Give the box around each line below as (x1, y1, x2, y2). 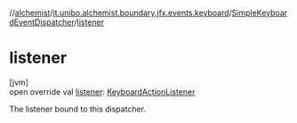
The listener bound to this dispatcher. (9, 104, 147, 114)
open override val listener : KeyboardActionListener (9, 86, 196, 96)
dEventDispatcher (9, 17, 75, 27)
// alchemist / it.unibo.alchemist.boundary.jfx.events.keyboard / (9, 8, 233, 18)
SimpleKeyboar (231, 8, 288, 18)
